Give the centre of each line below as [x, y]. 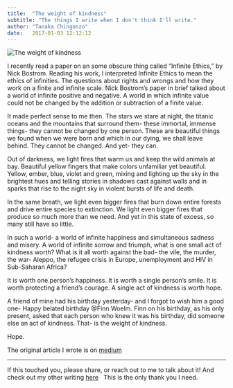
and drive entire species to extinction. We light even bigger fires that [105, 209]
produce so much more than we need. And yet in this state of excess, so [111, 217]
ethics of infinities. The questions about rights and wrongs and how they [111, 81]
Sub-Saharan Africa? [37, 267]
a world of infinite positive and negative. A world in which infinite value [108, 96]
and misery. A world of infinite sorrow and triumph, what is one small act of [114, 245]
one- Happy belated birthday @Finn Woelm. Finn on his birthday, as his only [116, 308]
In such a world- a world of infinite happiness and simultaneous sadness [111, 238]
